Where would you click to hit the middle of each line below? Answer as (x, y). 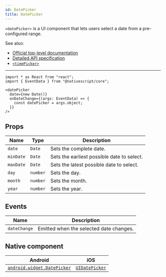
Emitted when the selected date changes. (86, 229)
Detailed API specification (39, 58)
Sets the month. (69, 181)
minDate (17, 157)
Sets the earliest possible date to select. (97, 157)
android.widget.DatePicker (39, 268)
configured (16, 34)
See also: (15, 43)
